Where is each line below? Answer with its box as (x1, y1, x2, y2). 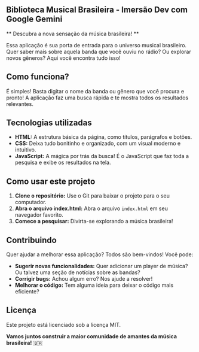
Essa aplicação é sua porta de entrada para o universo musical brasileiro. (6, 41, 187, 48)
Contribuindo (6, 235, 57, 245)
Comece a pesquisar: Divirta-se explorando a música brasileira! (14, 218, 173, 225)
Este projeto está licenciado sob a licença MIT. (6, 321, 121, 328)
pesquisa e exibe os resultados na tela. (14, 159, 111, 166)
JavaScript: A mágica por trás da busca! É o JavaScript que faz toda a (14, 153, 189, 160)
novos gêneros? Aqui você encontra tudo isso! (6, 54, 121, 62)
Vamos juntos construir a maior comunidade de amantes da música (6, 332, 177, 340)
